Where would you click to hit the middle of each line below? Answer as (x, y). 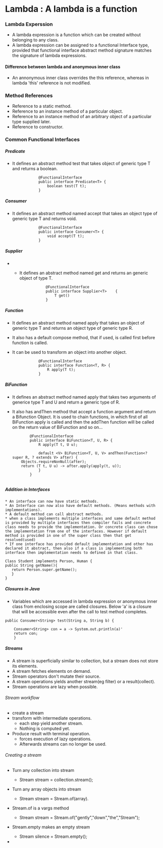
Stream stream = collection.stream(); (56, 780)
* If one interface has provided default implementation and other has (79, 544)
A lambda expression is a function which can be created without (76, 35)
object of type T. (36, 278)
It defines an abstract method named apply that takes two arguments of (84, 397)
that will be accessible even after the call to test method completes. (80, 611)
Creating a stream (23, 755)
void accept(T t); (66, 236)
